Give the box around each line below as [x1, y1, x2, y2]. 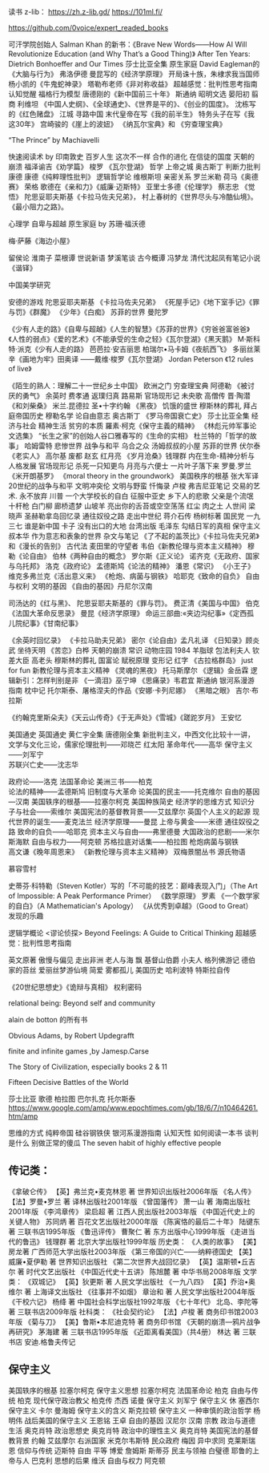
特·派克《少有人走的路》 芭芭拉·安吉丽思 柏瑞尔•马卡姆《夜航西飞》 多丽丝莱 [8, 344, 261, 354]
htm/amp [8, 1111, 38, 1121]
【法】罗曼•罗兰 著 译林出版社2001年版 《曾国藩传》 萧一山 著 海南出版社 [8, 1196, 251, 1206]
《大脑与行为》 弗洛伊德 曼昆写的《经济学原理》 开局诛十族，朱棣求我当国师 [8, 69, 260, 79]
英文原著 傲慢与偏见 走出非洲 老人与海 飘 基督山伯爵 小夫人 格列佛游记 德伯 [8, 955, 256, 965]
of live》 [8, 364, 32, 373]
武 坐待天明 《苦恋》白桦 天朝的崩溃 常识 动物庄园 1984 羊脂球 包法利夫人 [8, 645, 251, 655]
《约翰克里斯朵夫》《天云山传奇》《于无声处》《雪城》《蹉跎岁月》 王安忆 [8, 713, 242, 722]
